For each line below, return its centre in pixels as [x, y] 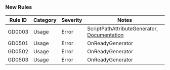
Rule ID [18, 20]
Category [45, 20]
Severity [72, 20]
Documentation [105, 35]
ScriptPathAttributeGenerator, [123, 29]
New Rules [19, 7]
